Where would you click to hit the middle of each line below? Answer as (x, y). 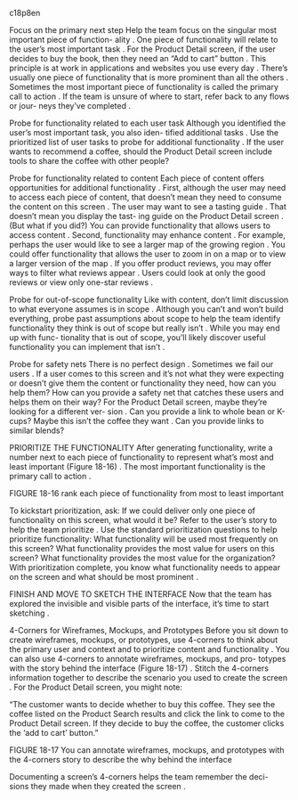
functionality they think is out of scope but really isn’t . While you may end (145, 328)
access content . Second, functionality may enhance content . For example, (148, 235)
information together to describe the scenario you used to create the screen (149, 678)
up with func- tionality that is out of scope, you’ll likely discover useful (138, 337)
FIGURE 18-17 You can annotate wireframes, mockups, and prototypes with (147, 750)
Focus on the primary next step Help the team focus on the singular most (143, 30)
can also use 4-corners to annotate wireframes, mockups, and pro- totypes (148, 659)
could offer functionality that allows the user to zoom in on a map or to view (148, 254)
